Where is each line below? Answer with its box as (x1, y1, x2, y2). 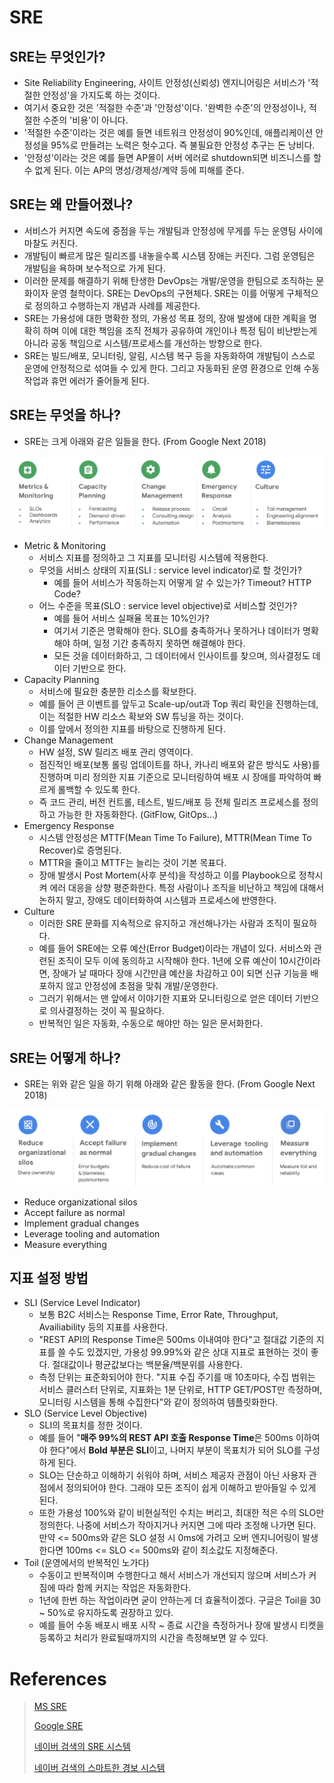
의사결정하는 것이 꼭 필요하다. (49, 1005, 165, 1017)
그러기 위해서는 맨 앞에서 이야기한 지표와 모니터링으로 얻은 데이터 (38, 992, 293, 1005)
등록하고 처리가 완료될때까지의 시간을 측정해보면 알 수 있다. (38, 1632, 269, 1644)
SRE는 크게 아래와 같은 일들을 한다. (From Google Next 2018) (23, 435, 267, 447)
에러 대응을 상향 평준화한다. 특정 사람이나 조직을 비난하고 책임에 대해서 (49, 882, 325, 894)
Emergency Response (23, 820, 115, 832)
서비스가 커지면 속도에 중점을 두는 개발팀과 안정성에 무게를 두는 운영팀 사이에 (23, 224, 324, 236)
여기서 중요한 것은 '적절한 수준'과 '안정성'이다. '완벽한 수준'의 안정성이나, (23, 102, 307, 113)
